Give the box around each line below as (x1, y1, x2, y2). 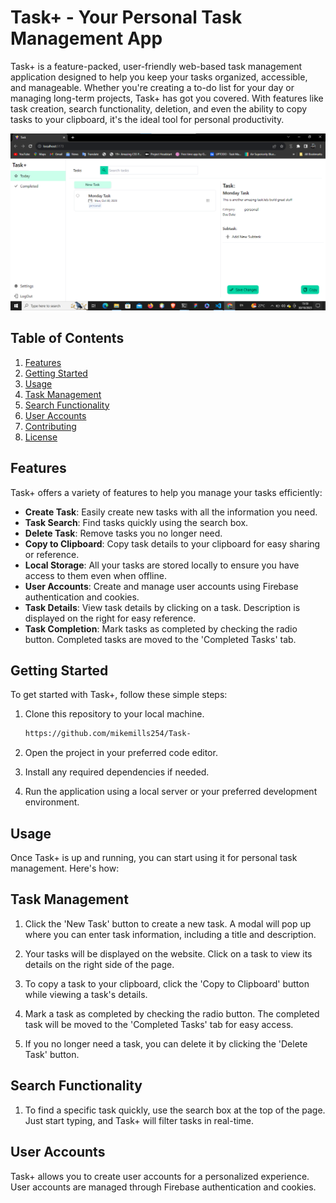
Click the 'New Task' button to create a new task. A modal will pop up (24, 917, 312, 930)
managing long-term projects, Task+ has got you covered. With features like (10, 92, 324, 104)
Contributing (24, 420, 77, 432)
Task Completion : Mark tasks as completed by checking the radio (24, 622, 298, 635)
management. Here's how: (10, 862, 120, 875)
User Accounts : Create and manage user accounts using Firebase (24, 580, 299, 592)
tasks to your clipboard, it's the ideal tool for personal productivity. (10, 113, 285, 125)
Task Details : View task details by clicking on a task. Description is (24, 601, 301, 613)
